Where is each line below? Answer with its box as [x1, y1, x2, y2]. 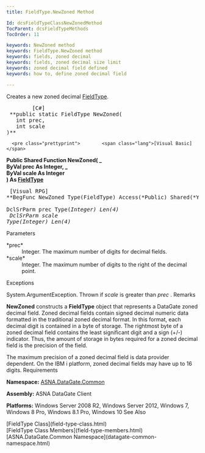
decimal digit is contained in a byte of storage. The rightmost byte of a [6, 322, 183, 329]
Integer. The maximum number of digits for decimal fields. [21, 248, 168, 255]
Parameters [6, 229, 35, 237]
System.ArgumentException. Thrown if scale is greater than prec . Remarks [6, 291, 196, 298]
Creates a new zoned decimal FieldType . [6, 93, 109, 100]
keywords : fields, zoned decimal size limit [6, 59, 121, 65]
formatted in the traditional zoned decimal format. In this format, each [6, 315, 181, 323]
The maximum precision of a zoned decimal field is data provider [6, 353, 170, 360]
